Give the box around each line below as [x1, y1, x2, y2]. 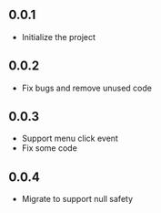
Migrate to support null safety [21, 194, 134, 205]
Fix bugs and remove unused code [21, 82, 152, 93]
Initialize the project [21, 31, 96, 42]
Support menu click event [21, 133, 119, 144]
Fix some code [21, 143, 78, 154]
